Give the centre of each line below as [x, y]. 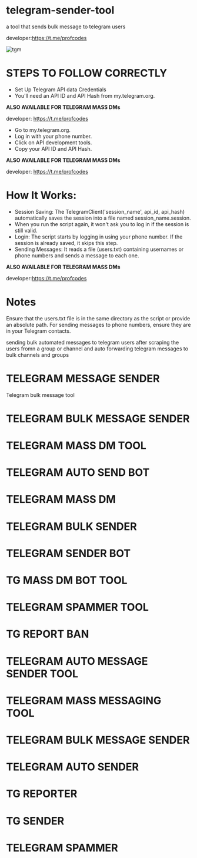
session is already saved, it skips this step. [66, 243]
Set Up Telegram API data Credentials [61, 90]
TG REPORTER [42, 794]
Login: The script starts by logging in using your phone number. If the [98, 237]
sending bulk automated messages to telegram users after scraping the [93, 342]
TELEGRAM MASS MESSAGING [84, 700]
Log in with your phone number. [53, 136]
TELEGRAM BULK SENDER [71, 526]
